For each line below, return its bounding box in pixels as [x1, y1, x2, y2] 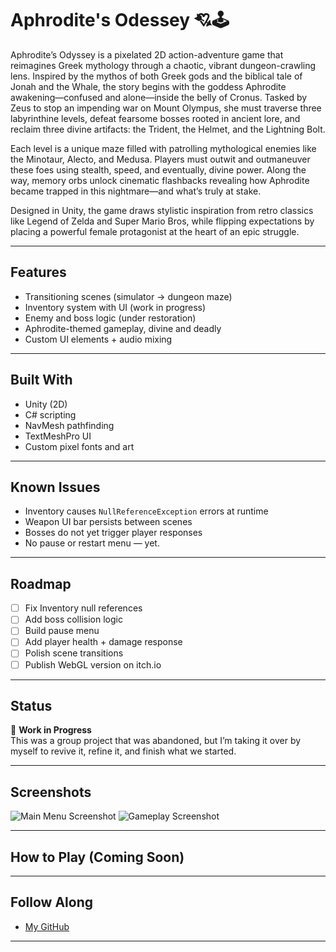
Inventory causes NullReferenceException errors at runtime [24, 505, 269, 517]
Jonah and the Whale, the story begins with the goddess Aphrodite [10, 80, 287, 92]
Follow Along [10, 894, 93, 911]
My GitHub [24, 920, 70, 932]
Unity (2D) [24, 398, 68, 410]
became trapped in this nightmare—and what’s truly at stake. [10, 185, 262, 197]
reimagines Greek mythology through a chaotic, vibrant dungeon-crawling [10, 59, 317, 71]
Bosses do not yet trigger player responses [24, 527, 203, 539]
